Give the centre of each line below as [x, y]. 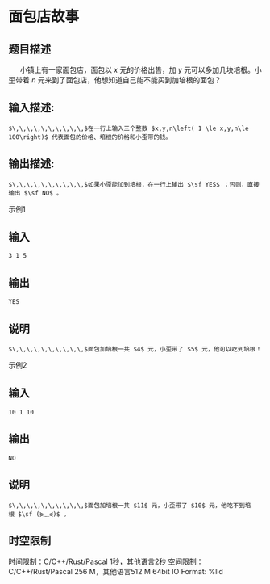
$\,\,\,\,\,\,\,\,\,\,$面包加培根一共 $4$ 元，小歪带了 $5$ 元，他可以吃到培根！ [135, 349]
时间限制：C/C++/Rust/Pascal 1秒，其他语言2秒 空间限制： [106, 561]
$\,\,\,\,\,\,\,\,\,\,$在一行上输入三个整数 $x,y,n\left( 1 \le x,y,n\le [129, 128]
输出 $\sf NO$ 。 [35, 193]
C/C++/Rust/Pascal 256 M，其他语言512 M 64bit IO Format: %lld [116, 572]
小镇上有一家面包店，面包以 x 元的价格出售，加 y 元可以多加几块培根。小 [141, 70]
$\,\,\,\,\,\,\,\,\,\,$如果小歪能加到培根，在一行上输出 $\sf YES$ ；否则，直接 [134, 184]
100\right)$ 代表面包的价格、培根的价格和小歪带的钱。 [90, 137]
